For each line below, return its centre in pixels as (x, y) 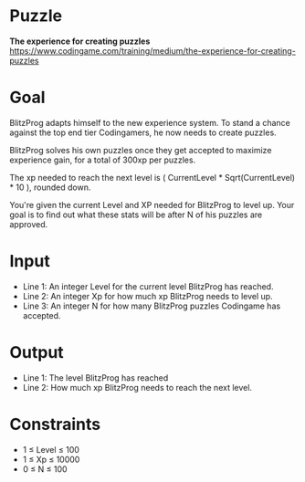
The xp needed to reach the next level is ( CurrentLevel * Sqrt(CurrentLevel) (152, 177)
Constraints (55, 424)
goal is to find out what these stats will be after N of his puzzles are (136, 215)
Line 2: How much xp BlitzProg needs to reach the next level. (137, 387)
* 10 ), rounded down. (50, 187)
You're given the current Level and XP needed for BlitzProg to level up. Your (152, 204)
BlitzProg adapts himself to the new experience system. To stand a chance (150, 122)
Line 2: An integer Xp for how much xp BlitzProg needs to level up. (147, 296)
